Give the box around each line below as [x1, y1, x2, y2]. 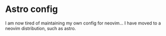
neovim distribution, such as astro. [5, 25, 76, 31]
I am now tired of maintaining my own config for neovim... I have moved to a [5, 20, 161, 26]
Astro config [5, 3, 58, 15]
